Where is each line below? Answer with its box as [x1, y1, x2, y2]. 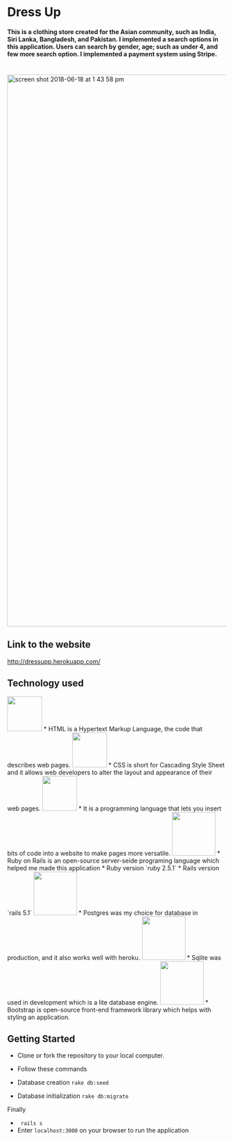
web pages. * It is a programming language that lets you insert [7, 804, 222, 813]
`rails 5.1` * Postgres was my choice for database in [7, 909, 198, 917]
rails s [20, 1120, 43, 1127]
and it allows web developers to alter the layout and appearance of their [7, 768, 213, 776]
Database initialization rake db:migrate [17, 1092, 129, 1100]
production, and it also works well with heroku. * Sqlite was [7, 953, 222, 962]
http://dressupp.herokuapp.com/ [7, 657, 101, 665]
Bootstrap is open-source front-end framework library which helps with [7, 1005, 212, 1014]
